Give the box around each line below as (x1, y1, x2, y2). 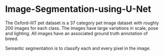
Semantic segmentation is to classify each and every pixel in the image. (5, 45, 151, 51)
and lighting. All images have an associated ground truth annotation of (5, 30, 148, 36)
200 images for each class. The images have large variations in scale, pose (5, 25, 159, 31)
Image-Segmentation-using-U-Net (5, 3, 152, 15)
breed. (5, 36, 19, 42)
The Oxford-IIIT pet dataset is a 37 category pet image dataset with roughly (5, 20, 159, 26)
